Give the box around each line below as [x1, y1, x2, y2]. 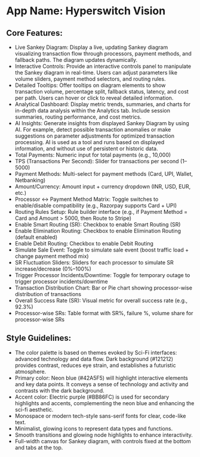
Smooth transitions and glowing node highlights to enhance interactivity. [14, 431, 193, 439]
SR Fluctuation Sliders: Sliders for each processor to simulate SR [14, 259, 174, 266]
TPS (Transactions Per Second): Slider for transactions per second [14, 158, 179, 164]
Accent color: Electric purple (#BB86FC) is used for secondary [14, 393, 170, 400]
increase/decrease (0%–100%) [14, 265, 91, 272]
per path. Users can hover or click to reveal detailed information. [14, 94, 174, 101]
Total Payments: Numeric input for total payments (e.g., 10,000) [14, 151, 171, 158]
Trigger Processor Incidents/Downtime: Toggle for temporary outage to [14, 272, 190, 278]
